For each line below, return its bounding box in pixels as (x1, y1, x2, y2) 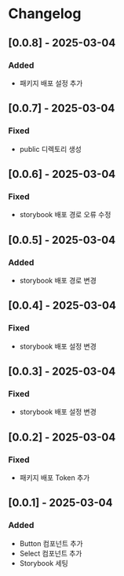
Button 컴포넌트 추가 (19, 538, 84, 548)
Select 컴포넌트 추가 (19, 548, 82, 558)
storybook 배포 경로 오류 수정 (19, 210, 111, 220)
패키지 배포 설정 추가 (19, 78, 83, 87)
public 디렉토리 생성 (19, 144, 82, 153)
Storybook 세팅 (19, 558, 68, 567)
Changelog (8, 5, 82, 23)
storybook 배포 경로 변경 (19, 275, 97, 285)
